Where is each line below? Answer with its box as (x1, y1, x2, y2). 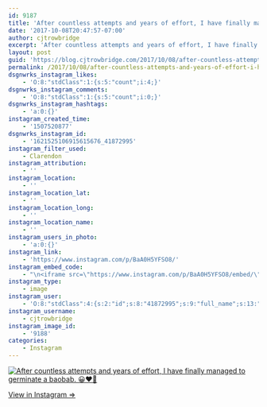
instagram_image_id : (8, 322, 77, 330)
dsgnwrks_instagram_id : (8, 130, 87, 138)
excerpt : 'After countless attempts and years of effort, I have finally (8, 41, 258, 49)
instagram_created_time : (8, 115, 91, 123)
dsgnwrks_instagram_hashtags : (8, 100, 109, 108)
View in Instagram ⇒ (8, 390, 76, 399)
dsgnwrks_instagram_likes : (8, 71, 98, 79)
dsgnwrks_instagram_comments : (8, 85, 109, 94)
